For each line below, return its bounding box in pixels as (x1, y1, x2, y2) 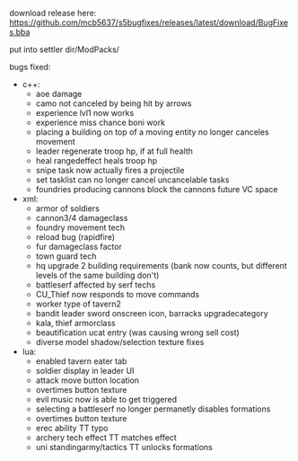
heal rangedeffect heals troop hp (35, 155, 158, 165)
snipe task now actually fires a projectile (35, 165, 185, 175)
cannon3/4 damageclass (35, 213, 128, 223)
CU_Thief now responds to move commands (35, 289, 200, 299)
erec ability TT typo (35, 422, 109, 433)
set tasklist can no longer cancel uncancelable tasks (35, 174, 230, 185)
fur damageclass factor (35, 242, 123, 252)
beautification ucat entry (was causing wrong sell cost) (35, 327, 240, 338)
